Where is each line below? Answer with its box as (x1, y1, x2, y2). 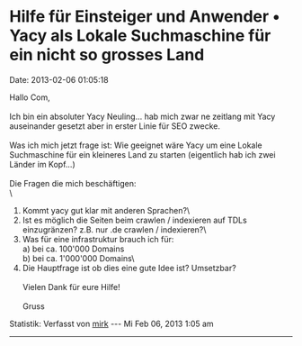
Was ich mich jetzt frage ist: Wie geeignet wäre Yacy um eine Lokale (9, 140, 262, 150)
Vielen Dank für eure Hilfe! (22, 281, 121, 292)
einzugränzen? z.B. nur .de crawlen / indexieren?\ (22, 223, 207, 235)
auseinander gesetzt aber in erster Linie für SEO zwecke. (9, 120, 221, 132)
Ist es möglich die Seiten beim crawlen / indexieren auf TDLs (22, 214, 247, 225)
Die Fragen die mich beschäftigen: (9, 178, 137, 188)
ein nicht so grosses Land (9, 45, 205, 65)
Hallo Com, (9, 92, 51, 103)
